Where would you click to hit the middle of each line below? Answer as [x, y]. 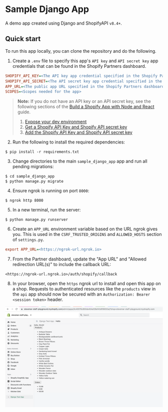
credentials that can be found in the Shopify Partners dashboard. [79, 66]
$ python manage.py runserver [37, 220]
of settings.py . [28, 240]
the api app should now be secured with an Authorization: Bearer [81, 294]
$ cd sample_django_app [30, 177]
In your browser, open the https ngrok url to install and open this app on [86, 284]
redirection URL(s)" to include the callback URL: [62, 264]
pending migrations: [33, 167]
